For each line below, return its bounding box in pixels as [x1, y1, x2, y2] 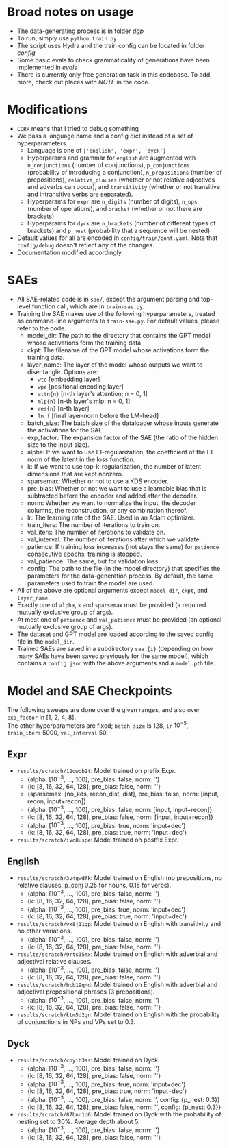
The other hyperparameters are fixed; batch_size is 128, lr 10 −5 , [7, 720, 189, 730]
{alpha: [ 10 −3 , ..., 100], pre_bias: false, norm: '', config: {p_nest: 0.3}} [27, 1095, 220, 1104]
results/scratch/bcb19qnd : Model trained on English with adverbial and [16, 980, 218, 988]
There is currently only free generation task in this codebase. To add [16, 70, 211, 79]
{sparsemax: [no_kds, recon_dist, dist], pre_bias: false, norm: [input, [27, 790, 219, 798]
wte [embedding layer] [37, 375, 100, 383]
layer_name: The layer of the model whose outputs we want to [27, 361, 203, 369]
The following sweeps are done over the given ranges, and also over [7, 705, 200, 713]
